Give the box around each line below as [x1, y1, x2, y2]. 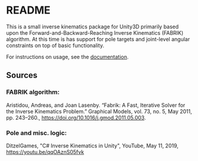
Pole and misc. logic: [6, 129, 67, 137]
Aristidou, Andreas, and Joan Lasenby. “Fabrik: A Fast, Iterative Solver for [6, 101, 186, 109]
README [6, 4, 51, 17]
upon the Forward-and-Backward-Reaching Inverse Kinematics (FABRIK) [6, 29, 184, 36]
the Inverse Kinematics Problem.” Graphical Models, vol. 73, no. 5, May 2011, [6, 107, 192, 115]
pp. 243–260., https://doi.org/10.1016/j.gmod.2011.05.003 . [6, 114, 146, 121]
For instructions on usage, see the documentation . [6, 53, 129, 60]
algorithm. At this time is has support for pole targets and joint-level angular [6, 35, 190, 42]
